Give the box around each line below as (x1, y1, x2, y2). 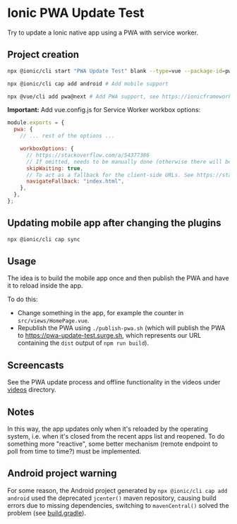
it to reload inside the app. (7, 281, 83, 290)
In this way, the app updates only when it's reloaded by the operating (7, 425, 208, 433)
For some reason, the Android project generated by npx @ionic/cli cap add (7, 486, 228, 494)
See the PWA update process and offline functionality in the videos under (7, 378, 221, 386)
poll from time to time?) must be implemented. (7, 447, 142, 456)
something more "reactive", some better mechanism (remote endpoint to (7, 439, 219, 448)
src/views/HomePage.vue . (17, 316, 90, 325)
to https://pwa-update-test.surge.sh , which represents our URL (17, 331, 202, 340)
